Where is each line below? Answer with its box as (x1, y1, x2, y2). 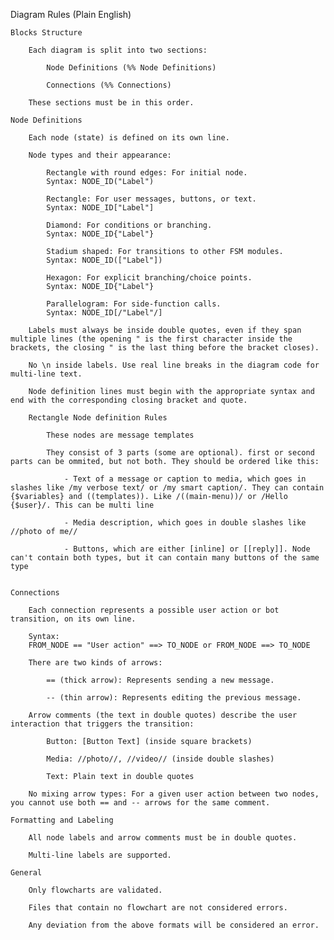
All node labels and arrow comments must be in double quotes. (28, 833, 298, 843)
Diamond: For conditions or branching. (46, 220, 213, 230)
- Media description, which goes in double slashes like (63, 518, 307, 528)
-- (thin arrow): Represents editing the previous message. (46, 693, 302, 703)
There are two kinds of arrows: (28, 658, 163, 668)
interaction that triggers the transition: (10, 719, 195, 729)
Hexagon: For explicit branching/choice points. (46, 273, 253, 283)
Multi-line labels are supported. (28, 850, 172, 860)
